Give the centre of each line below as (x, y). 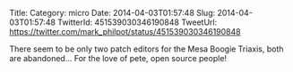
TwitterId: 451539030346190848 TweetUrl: (138, 22)
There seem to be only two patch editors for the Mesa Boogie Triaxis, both (146, 49)
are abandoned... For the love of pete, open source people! (118, 58)
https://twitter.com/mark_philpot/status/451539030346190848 (125, 32)
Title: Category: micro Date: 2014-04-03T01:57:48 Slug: (112, 13)
